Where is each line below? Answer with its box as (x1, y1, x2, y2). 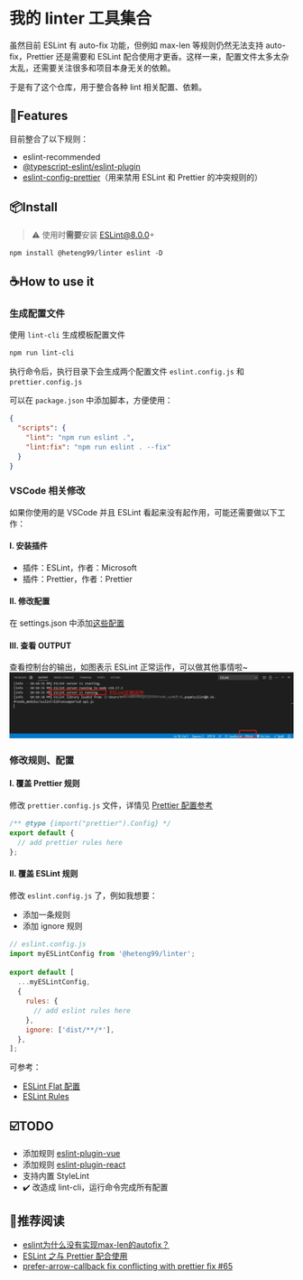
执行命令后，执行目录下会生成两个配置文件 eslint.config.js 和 (9, 366, 245, 377)
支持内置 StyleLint (22, 1171, 90, 1182)
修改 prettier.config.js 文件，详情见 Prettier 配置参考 (9, 800, 214, 811)
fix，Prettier (9, 51, 54, 61)
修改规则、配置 (9, 754, 75, 766)
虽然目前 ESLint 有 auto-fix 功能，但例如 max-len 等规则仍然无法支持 (9, 40, 264, 51)
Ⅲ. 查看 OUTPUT (9, 640, 72, 651)
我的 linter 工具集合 (9, 8, 151, 29)
